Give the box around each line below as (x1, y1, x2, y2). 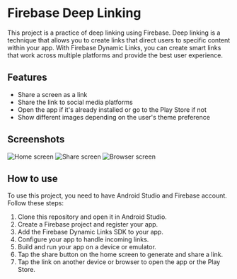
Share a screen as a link (17, 90, 88, 98)
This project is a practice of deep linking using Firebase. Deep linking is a (7, 28, 221, 37)
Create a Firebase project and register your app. (17, 220, 158, 229)
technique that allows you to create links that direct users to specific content (7, 35, 231, 44)
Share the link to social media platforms (17, 98, 133, 106)
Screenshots (7, 133, 65, 146)
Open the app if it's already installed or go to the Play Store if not (17, 105, 207, 114)
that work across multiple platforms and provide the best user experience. (7, 51, 224, 59)
